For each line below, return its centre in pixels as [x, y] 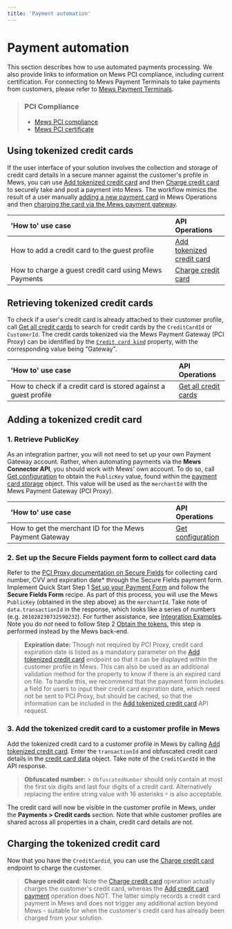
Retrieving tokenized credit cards [80, 304]
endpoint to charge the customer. [55, 868]
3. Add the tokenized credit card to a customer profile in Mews [114, 729]
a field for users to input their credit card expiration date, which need [122, 689]
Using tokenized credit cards [70, 151]
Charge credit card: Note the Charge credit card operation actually [119, 881]
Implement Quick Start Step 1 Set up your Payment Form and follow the [108, 587]
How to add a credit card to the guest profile [82, 250]
